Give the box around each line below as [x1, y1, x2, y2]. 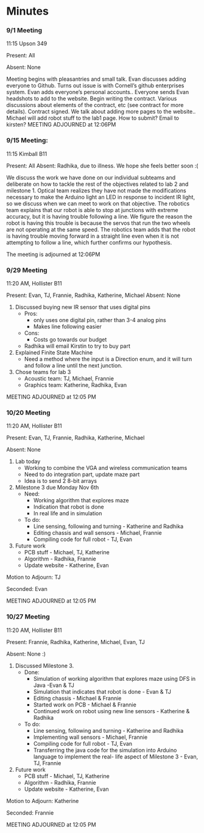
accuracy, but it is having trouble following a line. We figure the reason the [6, 213, 193, 220]
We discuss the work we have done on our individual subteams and [6, 174, 176, 181]
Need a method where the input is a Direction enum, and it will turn [24, 356, 192, 363]
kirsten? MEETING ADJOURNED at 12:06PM [6, 121, 116, 128]
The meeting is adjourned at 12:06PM [6, 251, 100, 258]
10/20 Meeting [6, 408, 51, 417]
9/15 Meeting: [6, 136, 49, 145]
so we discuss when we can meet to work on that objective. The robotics [6, 200, 190, 207]
